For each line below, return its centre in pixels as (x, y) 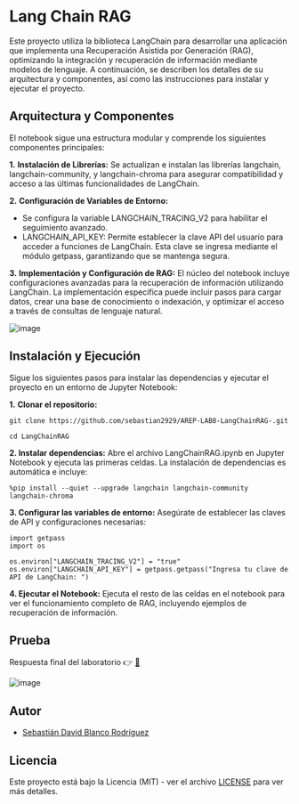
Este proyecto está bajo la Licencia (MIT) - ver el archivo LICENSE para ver (146, 782)
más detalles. (34, 791)
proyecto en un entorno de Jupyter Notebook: (93, 387)
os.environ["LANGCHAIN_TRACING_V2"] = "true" (95, 561)
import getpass (37, 538)
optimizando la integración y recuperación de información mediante (133, 60)
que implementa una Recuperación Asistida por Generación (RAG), (131, 50)
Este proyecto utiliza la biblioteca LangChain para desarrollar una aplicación (148, 41)
